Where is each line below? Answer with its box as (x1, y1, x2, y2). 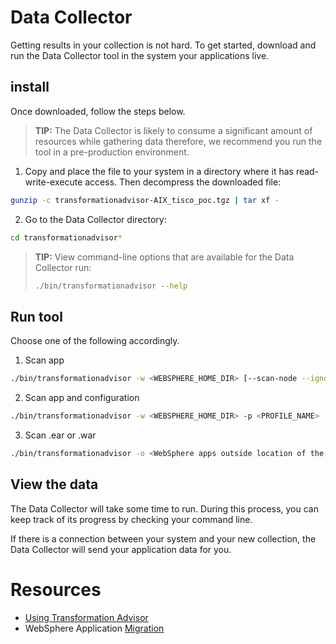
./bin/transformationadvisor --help (34, 281, 188, 291)
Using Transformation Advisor (24, 611, 149, 623)
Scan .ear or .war (24, 429, 97, 441)
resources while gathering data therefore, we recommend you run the (34, 135, 323, 147)
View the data (10, 476, 99, 493)
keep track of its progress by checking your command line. (10, 513, 253, 525)
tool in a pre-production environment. (34, 146, 190, 158)
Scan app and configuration (24, 392, 140, 404)
